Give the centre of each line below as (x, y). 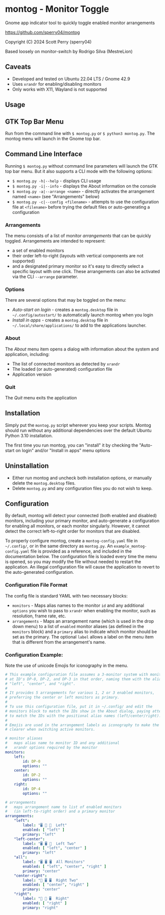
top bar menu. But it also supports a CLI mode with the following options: (79, 171)
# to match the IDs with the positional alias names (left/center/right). (83, 716)
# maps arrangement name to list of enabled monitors (63, 807)
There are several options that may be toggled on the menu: (66, 300)
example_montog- (130, 546)
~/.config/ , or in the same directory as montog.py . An (59, 546)
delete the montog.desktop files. (44, 483)
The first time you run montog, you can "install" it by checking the (72, 445)
